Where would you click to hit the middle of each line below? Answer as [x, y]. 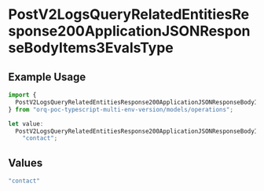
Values [26, 163]
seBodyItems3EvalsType [91, 48]
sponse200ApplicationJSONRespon [129, 31]
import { [22, 95]
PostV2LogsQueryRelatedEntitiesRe [129, 15]
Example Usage [47, 77]
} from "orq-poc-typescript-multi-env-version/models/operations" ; [121, 109]
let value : [26, 123]
